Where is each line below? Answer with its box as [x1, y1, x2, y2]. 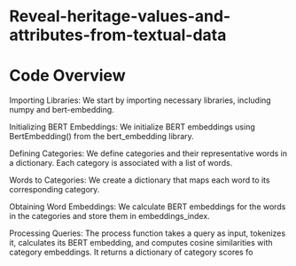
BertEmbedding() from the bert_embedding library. [9, 131, 195, 142]
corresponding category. [9, 184, 100, 195]
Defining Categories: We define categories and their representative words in [9, 148, 288, 159]
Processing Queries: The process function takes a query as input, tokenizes [9, 228, 286, 239]
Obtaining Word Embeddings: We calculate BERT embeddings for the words [9, 201, 286, 212]
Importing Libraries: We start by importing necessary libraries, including [9, 95, 272, 106]
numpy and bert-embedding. [9, 105, 115, 115]
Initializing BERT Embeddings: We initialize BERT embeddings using [9, 121, 255, 132]
